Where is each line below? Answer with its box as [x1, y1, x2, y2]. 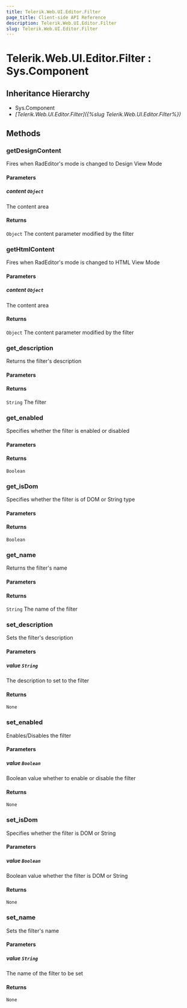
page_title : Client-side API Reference [6, 14, 106, 20]
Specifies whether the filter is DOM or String [6, 830, 116, 837]
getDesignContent [6, 146, 61, 154]
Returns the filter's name [6, 564, 67, 572]
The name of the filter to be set [6, 970, 83, 977]
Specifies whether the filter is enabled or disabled [6, 427, 130, 435]
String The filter [6, 398, 47, 406]
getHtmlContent [6, 245, 55, 253]
